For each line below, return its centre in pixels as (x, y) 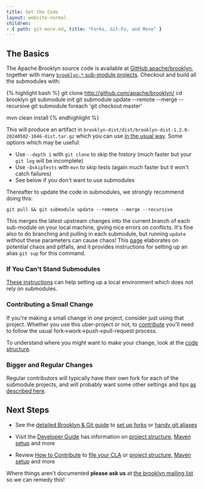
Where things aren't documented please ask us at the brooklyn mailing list (100, 473)
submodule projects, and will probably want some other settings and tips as (101, 384)
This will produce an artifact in (44, 130)
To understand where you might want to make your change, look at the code (102, 342)
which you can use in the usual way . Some (129, 136)
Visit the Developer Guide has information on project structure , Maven (103, 437)
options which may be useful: (43, 142)
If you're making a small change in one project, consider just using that (95, 318)
